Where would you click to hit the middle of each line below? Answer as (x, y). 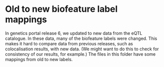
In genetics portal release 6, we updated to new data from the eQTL (74, 33)
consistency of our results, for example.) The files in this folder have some (81, 54)
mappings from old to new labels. (39, 59)
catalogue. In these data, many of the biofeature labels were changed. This (81, 38)
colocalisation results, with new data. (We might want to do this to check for (82, 49)
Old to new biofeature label (62, 9)
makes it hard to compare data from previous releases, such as (69, 43)
